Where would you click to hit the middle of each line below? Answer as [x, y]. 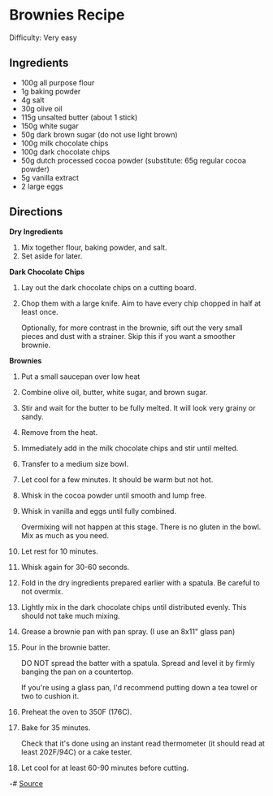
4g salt [32, 100]
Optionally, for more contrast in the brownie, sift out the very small [132, 328]
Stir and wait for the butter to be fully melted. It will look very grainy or [138, 407]
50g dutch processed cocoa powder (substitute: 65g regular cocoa [134, 160]
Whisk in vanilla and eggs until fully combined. [99, 511]
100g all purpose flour [58, 82]
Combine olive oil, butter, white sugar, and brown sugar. [114, 392]
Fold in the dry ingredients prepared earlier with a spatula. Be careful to [141, 582]
